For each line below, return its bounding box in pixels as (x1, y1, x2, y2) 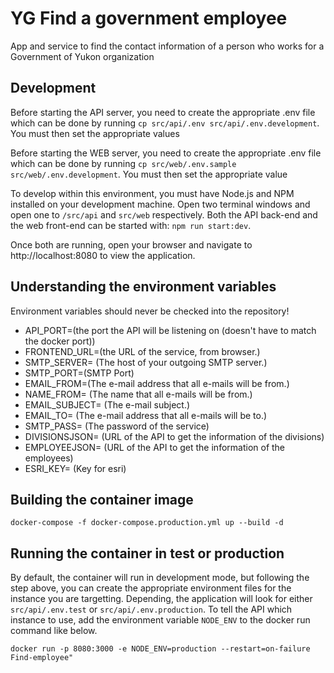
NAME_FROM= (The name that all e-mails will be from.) (24, 388, 253, 400)
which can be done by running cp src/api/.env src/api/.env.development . (10, 117, 320, 129)
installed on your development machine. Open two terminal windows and (10, 198, 311, 210)
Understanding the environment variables (10, 278, 277, 296)
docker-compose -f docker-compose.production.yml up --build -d (10, 518, 284, 528)
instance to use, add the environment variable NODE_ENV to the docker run (10, 614, 311, 626)
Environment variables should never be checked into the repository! (10, 305, 290, 317)
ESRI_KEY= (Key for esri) (24, 462, 127, 474)
